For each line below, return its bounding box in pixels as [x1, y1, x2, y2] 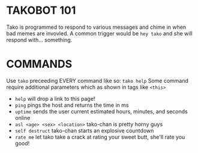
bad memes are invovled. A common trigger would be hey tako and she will [6, 29, 193, 37]
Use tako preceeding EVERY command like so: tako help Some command [6, 77, 189, 84]
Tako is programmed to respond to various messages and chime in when [6, 23, 187, 31]
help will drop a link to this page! [14, 95, 95, 102]
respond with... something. [6, 36, 73, 43]
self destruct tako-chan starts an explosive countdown [14, 127, 154, 134]
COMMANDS [6, 58, 73, 71]
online [14, 114, 31, 121]
